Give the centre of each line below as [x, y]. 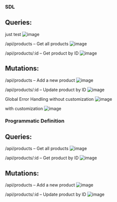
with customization [24, 109]
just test [13, 34]
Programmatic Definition [35, 121]
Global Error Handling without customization [49, 99]
